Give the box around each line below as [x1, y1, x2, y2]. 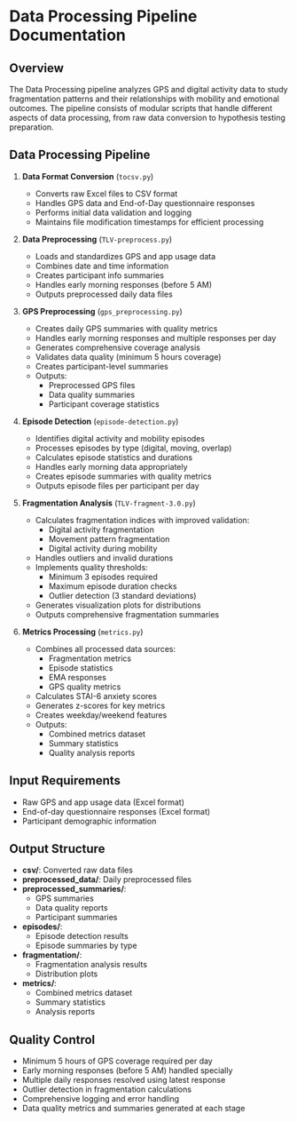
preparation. [9, 122, 55, 132]
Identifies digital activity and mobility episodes [35, 433, 206, 443]
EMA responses [48, 672, 106, 682]
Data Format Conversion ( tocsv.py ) [21, 171, 154, 181]
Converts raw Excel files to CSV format [35, 188, 178, 199]
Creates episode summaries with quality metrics [35, 471, 212, 481]
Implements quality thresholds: [35, 561, 148, 572]
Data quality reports [35, 903, 108, 913]
